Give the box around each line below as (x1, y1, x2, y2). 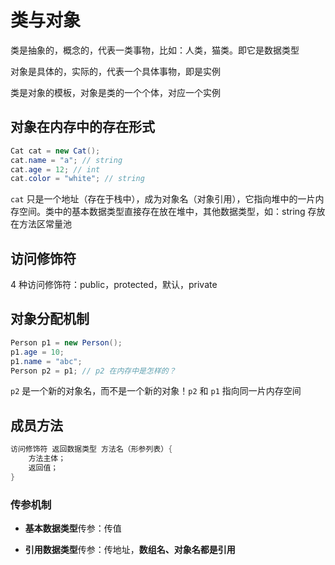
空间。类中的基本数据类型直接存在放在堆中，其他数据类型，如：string (18, 206, 306, 218)
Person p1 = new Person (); (10, 337, 123, 348)
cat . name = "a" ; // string (10, 155, 123, 165)
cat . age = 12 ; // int (10, 164, 101, 175)
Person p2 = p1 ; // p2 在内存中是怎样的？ (10, 366, 177, 376)
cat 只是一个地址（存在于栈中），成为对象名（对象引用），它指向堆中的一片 (10, 193, 316, 205)
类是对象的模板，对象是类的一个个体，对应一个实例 (10, 86, 221, 98)
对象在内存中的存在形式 (10, 119, 155, 136)
